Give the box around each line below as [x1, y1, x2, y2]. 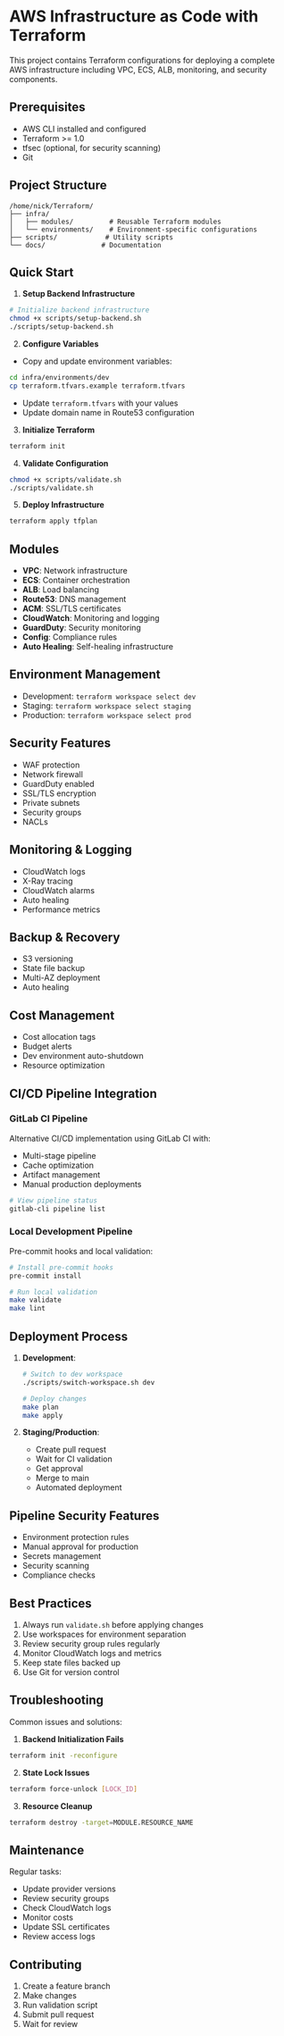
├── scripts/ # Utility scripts [9, 232, 174, 242]
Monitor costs [21, 1912, 74, 1923]
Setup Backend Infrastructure [21, 289, 136, 299]
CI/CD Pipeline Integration [9, 1085, 158, 1101]
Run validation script [21, 1999, 98, 2011]
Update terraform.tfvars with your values [21, 398, 179, 408]
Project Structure [9, 178, 107, 193]
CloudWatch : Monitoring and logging [21, 613, 160, 624]
